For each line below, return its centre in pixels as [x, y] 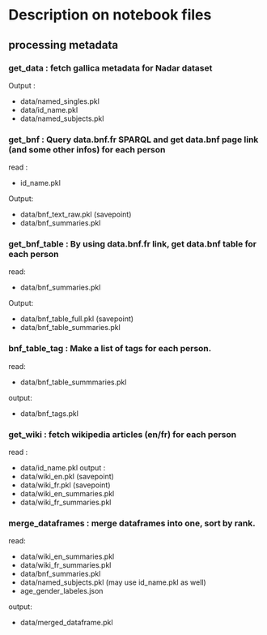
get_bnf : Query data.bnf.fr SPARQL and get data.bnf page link [133, 139]
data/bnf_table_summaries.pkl [70, 328]
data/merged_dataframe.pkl [66, 623]
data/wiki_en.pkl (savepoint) [67, 477]
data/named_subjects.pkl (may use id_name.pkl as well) [113, 582]
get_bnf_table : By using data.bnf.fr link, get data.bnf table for [133, 244]
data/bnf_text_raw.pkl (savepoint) [76, 215]
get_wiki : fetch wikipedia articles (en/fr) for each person [123, 434]
